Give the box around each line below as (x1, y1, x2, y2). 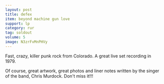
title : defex (5, 12, 32, 17)
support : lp (5, 21, 30, 26)
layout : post (5, 7, 32, 12)
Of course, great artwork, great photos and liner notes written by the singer (5, 68, 160, 74)
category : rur (5, 26, 35, 31)
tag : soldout (5, 30, 32, 35)
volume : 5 (5, 35, 26, 40)
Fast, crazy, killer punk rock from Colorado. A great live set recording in (5, 53, 152, 59)
